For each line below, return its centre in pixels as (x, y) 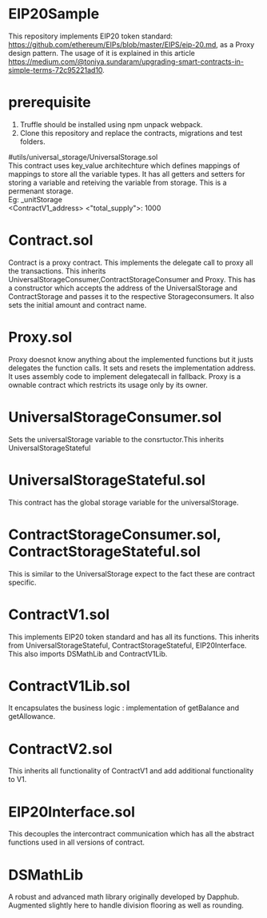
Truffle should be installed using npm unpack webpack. (111, 124)
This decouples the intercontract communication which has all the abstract (131, 834)
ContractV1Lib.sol (69, 686)
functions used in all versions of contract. (77, 842)
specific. (23, 582)
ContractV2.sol (60, 749)
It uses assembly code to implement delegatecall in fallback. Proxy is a (125, 376)
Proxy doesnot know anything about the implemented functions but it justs (131, 359)
